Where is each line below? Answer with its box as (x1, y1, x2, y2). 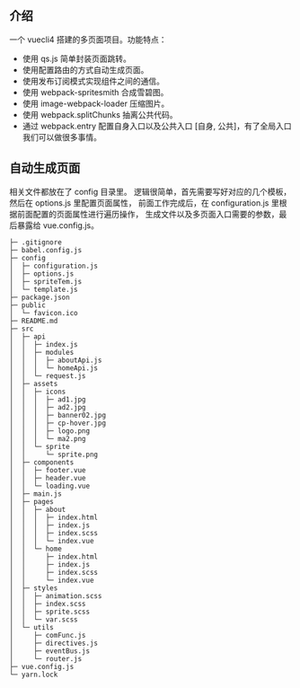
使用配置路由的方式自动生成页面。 (22, 64, 149, 75)
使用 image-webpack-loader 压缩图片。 (22, 98, 170, 109)
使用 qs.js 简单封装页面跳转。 (22, 53, 132, 64)
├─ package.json (9, 293, 70, 302)
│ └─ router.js (9, 654, 83, 663)
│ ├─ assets (9, 379, 58, 388)
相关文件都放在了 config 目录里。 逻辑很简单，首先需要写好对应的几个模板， (9, 186, 292, 197)
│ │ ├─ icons (9, 387, 66, 396)
